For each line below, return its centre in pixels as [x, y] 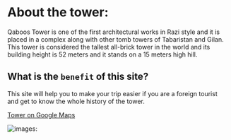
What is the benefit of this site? [78, 77]
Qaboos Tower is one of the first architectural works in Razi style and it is [114, 32]
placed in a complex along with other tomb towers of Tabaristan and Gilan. [115, 39]
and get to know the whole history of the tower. [76, 101]
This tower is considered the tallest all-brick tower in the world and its [109, 47]
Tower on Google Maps [41, 115]
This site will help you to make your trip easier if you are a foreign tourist [112, 93]
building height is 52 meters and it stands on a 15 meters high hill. [102, 54]
